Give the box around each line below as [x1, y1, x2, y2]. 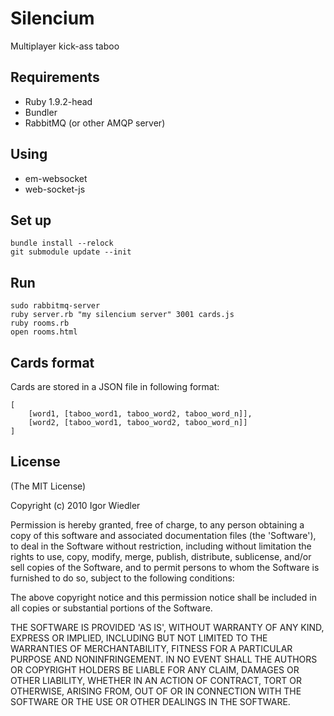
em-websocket [24, 172, 88, 184]
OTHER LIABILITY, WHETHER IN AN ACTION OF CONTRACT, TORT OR [10, 674, 302, 686]
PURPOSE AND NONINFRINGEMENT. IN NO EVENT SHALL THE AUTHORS [10, 653, 318, 665]
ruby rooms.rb [10, 318, 70, 329]
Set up [10, 212, 52, 229]
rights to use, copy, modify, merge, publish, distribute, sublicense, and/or [10, 550, 312, 562]
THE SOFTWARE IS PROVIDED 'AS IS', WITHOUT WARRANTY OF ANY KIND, [10, 621, 325, 633]
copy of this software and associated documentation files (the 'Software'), [10, 529, 317, 541]
